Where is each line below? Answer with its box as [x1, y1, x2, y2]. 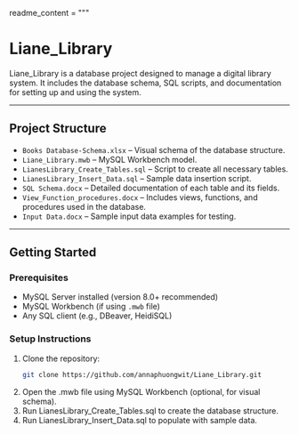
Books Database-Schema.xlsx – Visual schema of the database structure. [21, 144, 286, 155]
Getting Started [9, 245, 97, 261]
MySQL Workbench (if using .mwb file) [21, 301, 160, 312]
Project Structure [9, 121, 107, 136]
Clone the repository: [21, 353, 101, 364]
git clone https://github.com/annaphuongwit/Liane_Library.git [21, 370, 263, 379]
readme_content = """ [9, 8, 90, 18]
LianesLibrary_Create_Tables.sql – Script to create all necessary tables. [21, 164, 289, 174]
